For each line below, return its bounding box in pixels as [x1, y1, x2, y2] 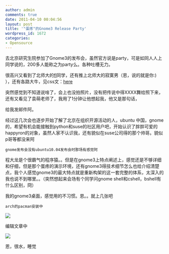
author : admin [5, 7, 35, 13]
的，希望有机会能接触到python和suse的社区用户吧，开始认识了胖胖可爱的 [5, 123, 158, 129]
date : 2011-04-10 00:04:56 [5, 17, 62, 22]
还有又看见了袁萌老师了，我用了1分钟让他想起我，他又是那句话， [5, 95, 140, 101]
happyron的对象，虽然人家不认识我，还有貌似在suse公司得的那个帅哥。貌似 [5, 130, 163, 136]
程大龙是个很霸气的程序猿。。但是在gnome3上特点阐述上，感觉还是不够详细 [5, 157, 162, 163]
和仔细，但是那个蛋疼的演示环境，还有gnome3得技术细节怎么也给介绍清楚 [5, 163, 160, 169]
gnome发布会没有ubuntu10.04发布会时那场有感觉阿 [5, 147, 98, 152]
